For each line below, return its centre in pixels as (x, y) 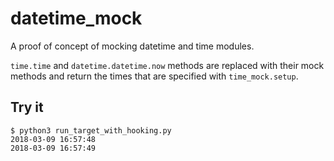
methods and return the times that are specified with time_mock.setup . (154, 76)
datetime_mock (76, 18)
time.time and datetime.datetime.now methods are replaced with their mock (167, 65)
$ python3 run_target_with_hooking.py (91, 130)
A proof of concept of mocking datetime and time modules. (132, 46)
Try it (27, 107)
